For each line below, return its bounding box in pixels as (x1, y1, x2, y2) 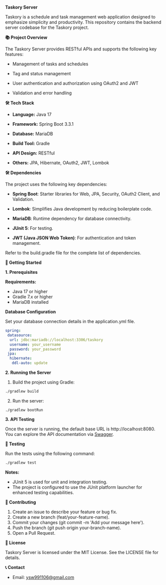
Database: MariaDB (12, 131, 53, 137)
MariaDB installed (12, 299, 49, 305)
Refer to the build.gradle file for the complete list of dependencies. (5, 250, 142, 256)
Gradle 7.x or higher (12, 294, 53, 300)
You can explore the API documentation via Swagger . (5, 431, 114, 437)
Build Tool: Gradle (12, 141, 50, 146)
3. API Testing (5, 416, 35, 422)
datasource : (7, 333, 32, 338)
